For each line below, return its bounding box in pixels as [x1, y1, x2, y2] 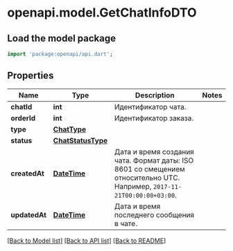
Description [135, 90, 175, 100]
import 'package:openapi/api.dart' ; [7, 50, 113, 57]
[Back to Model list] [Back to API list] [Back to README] [7, 236, 166, 245]
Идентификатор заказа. [114, 113, 194, 122]
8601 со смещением [114, 164, 185, 174]
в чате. [114, 219, 137, 228]
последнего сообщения [114, 210, 195, 219]
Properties [7, 70, 54, 82]
